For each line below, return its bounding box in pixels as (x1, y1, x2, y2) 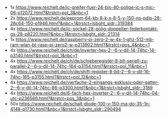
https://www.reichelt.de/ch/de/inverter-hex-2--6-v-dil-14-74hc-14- (17, 47, 156, 53)
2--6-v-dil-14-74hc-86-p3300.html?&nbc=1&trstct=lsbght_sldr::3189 (10, 85, 153, 90)
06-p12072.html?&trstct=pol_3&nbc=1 (10, 10, 88, 16)
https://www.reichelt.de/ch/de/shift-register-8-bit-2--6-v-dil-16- (17, 69, 151, 75)
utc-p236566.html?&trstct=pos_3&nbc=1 (10, 95, 95, 101)
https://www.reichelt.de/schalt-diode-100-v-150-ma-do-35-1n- (19, 101, 151, 106)
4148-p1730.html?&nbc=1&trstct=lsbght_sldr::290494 (10, 106, 121, 112)
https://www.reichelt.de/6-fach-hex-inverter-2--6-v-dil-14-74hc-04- (17, 90, 160, 96)
